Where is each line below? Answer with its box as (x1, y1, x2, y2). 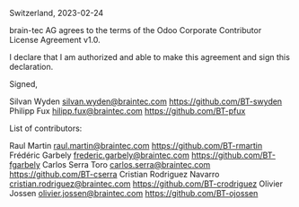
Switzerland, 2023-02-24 (9, 8, 104, 18)
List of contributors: (9, 123, 83, 134)
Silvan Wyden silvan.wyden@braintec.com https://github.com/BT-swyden (9, 96, 283, 107)
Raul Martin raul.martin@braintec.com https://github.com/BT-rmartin (9, 141, 263, 151)
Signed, (9, 79, 38, 89)
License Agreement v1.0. (9, 35, 101, 45)
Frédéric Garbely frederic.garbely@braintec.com (9, 150, 190, 160)
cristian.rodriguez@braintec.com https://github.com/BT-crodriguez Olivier (9, 178, 284, 189)
